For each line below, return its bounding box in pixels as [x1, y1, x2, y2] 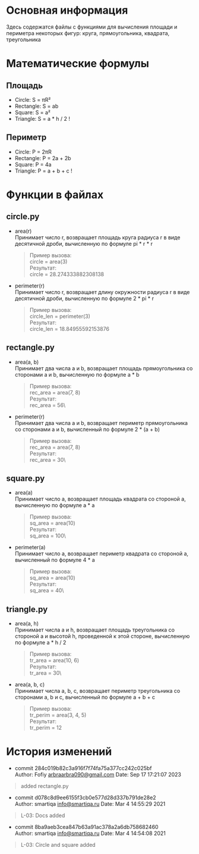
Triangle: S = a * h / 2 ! [14, 115, 70, 122]
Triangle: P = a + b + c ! [14, 167, 72, 174]
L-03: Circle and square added [20, 842, 96, 849]
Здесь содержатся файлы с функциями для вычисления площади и [6, 23, 178, 30]
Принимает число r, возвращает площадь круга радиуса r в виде [14, 233, 181, 241]
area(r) [14, 227, 32, 234]
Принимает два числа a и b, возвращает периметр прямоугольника [14, 419, 188, 426]
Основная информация [6, 4, 128, 17]
